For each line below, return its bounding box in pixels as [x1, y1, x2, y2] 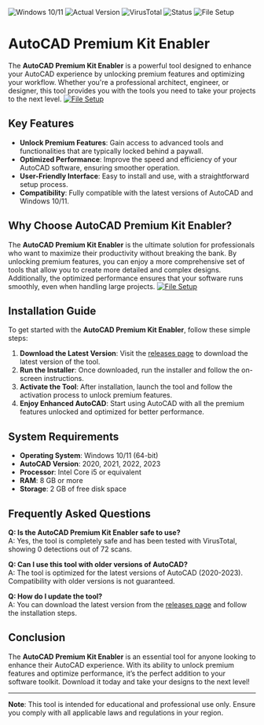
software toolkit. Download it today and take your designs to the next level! [8, 676, 250, 687]
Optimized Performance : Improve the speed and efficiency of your [19, 154, 237, 164]
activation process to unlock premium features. [19, 390, 173, 400]
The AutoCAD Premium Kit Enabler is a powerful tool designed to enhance [8, 60, 251, 70]
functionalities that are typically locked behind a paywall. [19, 146, 204, 156]
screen [19, 374, 42, 383]
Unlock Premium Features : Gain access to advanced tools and [19, 137, 224, 147]
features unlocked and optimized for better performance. [19, 407, 204, 416]
